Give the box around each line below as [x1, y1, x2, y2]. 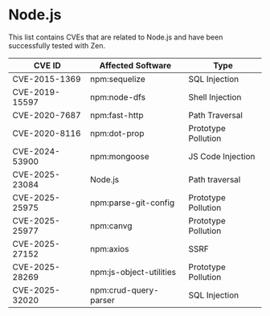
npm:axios [89, 243, 129, 254]
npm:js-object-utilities [89, 266, 177, 277]
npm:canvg [89, 220, 133, 231]
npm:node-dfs [89, 91, 146, 102]
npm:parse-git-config [89, 197, 175, 208]
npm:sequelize [89, 73, 146, 84]
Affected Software [99, 60, 171, 71]
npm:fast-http [89, 109, 144, 121]
